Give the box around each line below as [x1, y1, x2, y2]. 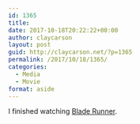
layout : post [8, 41, 51, 49]
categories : [8, 63, 47, 71]
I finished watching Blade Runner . [8, 107, 118, 116]
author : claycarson [8, 33, 73, 42]
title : [8, 19, 30, 27]
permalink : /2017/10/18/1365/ [8, 56, 108, 64]
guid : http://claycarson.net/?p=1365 [8, 48, 133, 56]
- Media [15, 70, 41, 78]
